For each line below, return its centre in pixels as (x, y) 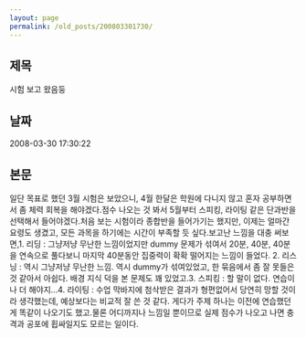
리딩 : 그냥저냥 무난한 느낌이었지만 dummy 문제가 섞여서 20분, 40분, (148, 244)
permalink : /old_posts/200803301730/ (81, 26)
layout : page (34, 18)
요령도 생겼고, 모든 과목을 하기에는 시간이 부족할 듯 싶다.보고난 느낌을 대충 (141, 232)
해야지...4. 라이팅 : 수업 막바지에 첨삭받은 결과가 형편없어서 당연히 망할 (154, 290)
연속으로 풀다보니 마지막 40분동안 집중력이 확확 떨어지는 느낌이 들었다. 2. (149, 255)
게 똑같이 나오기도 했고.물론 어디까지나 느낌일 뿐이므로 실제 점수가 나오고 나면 (147, 312)
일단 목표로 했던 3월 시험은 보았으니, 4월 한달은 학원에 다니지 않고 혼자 (135, 198)
